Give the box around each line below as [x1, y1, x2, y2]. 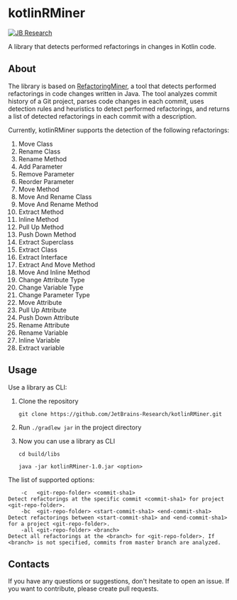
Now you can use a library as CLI [18, 436, 116, 445]
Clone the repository [18, 397, 79, 405]
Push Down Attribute [18, 313, 79, 321]
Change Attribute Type [18, 275, 85, 284]
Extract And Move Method [18, 260, 95, 269]
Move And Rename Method [18, 200, 99, 208]
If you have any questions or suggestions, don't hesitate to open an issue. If [8, 577, 230, 586]
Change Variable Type [18, 283, 84, 291]
